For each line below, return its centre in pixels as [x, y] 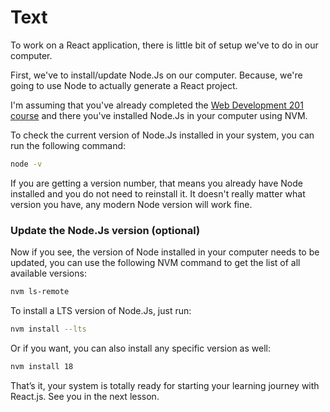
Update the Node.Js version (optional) [105, 230]
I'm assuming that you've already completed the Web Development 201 [157, 105]
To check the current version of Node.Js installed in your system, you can [162, 135]
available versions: [48, 273]
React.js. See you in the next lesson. [85, 396]
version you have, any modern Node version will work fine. [131, 204]
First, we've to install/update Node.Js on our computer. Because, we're [156, 75]
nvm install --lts [48, 329]
